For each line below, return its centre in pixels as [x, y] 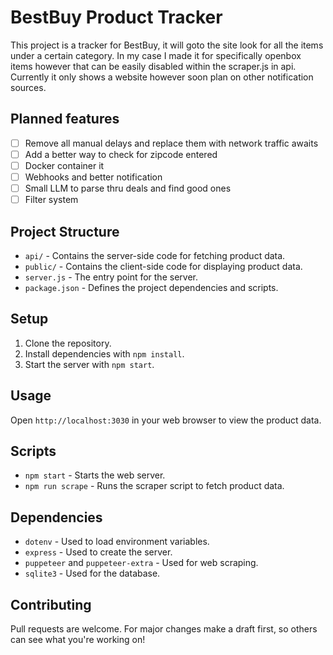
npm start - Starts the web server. [95, 475]
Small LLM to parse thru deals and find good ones [128, 188]
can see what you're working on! [78, 639]
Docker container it [64, 165]
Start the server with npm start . [89, 364]
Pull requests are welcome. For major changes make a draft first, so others [164, 629]
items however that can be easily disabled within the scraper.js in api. [153, 66]
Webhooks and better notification [93, 177]
